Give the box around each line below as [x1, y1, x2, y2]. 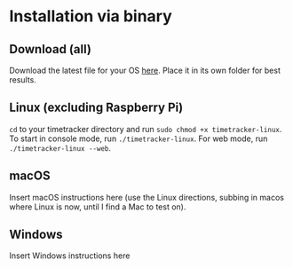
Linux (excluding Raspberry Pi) [9, 100, 184, 115]
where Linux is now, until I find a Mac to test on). [9, 201, 186, 212]
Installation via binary [9, 6, 173, 27]
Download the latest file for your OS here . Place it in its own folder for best [9, 65, 281, 75]
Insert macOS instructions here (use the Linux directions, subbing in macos [9, 192, 284, 202]
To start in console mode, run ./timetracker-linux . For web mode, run [9, 133, 268, 144]
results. [9, 75, 37, 85]
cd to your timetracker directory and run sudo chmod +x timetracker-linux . [9, 123, 282, 134]
